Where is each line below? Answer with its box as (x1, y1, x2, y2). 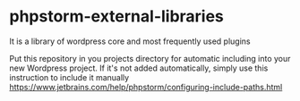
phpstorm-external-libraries (9, 6, 224, 27)
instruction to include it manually (9, 72, 130, 82)
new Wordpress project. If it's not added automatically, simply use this (9, 63, 269, 73)
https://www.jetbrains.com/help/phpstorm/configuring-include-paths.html (9, 81, 283, 92)
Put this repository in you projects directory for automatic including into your (9, 53, 291, 63)
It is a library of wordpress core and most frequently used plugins (9, 36, 251, 46)
